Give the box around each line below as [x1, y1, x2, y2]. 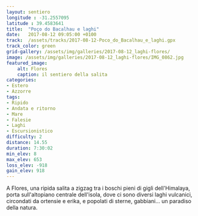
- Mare [6, 111, 23, 117]
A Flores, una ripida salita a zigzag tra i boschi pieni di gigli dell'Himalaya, [6, 184, 191, 192]
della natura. [6, 204, 38, 211]
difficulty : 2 [6, 134, 43, 140]
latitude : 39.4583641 [6, 20, 64, 26]
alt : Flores [17, 65, 48, 72]
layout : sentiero [6, 9, 51, 15]
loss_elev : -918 [6, 162, 48, 168]
